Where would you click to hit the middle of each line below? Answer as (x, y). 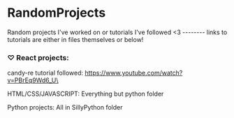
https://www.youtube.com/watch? (134, 73)
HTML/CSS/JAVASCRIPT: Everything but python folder (86, 94)
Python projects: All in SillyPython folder (65, 108)
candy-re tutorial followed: (45, 73)
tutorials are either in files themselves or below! (75, 39)
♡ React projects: (38, 57)
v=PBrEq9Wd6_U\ (33, 80)
